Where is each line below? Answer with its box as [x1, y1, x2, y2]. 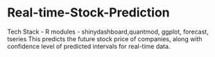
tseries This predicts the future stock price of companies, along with [7, 34, 203, 43]
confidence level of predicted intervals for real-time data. [7, 42, 171, 50]
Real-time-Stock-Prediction [7, 5, 170, 21]
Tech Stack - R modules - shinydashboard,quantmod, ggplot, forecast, [7, 27, 209, 36]
